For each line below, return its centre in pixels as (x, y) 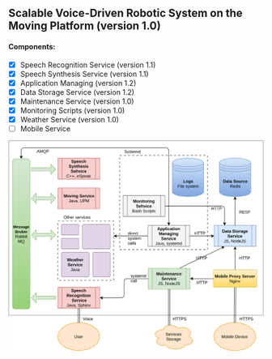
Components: (32, 46)
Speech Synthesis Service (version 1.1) (84, 74)
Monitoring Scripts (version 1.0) (72, 110)
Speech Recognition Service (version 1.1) (88, 65)
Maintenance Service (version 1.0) (77, 101)
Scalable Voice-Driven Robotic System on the (125, 13)
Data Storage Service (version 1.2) (77, 92)
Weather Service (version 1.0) (70, 119)
